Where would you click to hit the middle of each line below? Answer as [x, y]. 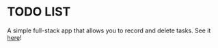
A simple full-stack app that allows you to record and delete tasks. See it [109, 30]
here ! [14, 37]
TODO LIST [39, 12]
